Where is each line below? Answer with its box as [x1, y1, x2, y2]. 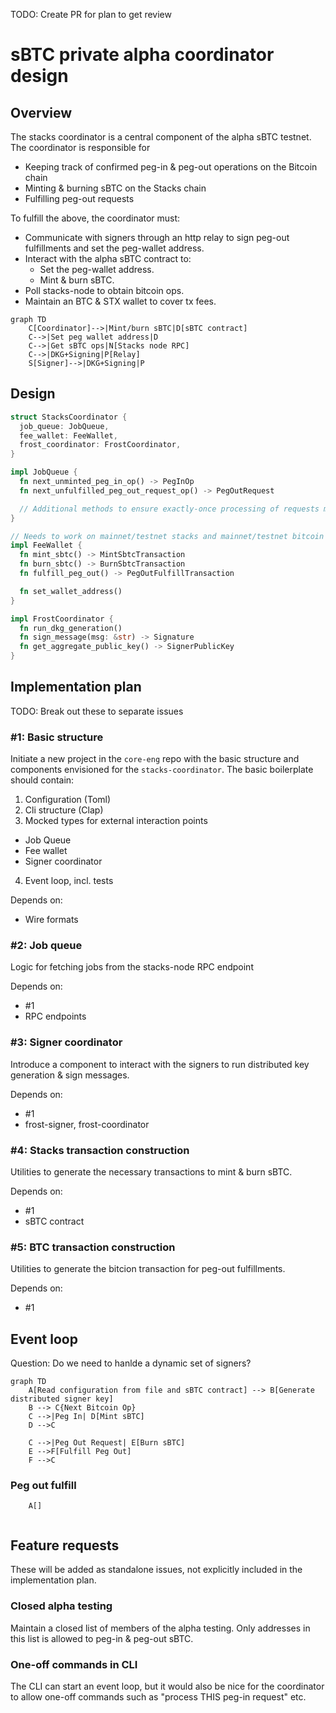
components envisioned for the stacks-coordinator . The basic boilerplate [10, 764, 314, 776]
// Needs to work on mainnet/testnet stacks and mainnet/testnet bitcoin [10, 531, 325, 541]
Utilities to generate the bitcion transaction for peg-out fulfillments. [10, 1263, 286, 1275]
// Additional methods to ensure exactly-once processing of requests [19, 504, 320, 514]
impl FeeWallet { [10, 540, 83, 551]
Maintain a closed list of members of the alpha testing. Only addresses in [10, 1622, 311, 1634]
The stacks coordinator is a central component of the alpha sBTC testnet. [10, 131, 312, 143]
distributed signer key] [10, 1394, 114, 1404]
